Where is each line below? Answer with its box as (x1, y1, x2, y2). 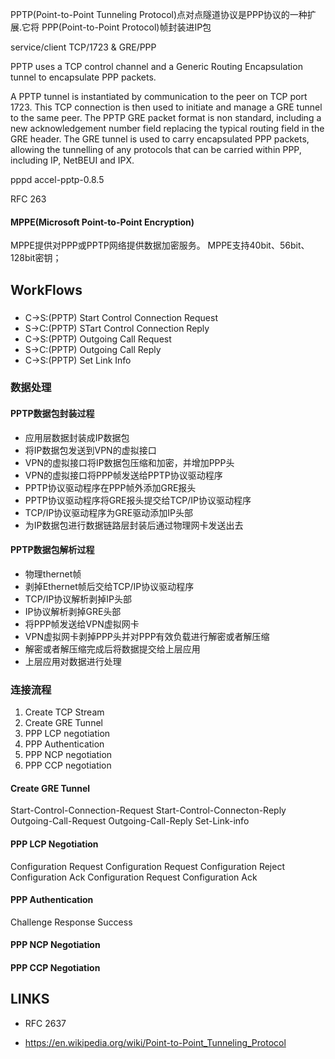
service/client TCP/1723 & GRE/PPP (10, 41, 157, 53)
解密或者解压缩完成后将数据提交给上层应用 (24, 643, 201, 655)
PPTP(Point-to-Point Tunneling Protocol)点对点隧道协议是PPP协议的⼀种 (10, 9, 308, 20)
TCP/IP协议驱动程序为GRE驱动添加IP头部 (24, 506, 193, 518)
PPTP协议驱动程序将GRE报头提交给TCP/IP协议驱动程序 (24, 494, 252, 506)
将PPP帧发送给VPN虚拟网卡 (24, 618, 140, 630)
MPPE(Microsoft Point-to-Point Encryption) (10, 216, 195, 228)
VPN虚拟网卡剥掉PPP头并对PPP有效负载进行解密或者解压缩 (24, 630, 270, 642)
